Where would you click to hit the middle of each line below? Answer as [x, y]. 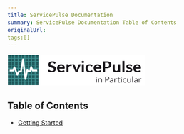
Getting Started [40, 123]
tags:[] [19, 38]
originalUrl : [27, 30]
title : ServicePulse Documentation [60, 15]
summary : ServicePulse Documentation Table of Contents [92, 22]
